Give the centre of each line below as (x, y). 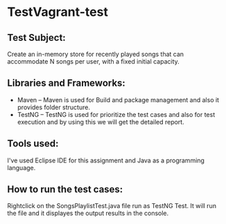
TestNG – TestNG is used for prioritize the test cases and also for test (116, 114)
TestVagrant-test (58, 12)
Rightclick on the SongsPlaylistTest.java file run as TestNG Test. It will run (112, 206)
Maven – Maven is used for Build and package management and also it (118, 100)
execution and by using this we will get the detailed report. (101, 122)
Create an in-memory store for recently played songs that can (96, 54)
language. (21, 167)
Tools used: (33, 143)
